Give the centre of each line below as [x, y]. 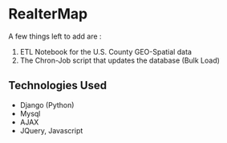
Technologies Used [57, 86]
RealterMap [48, 14]
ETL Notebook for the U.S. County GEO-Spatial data [106, 51]
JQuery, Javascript [51, 130]
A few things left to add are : [55, 36]
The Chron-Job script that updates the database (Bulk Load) [120, 60]
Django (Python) [47, 104]
